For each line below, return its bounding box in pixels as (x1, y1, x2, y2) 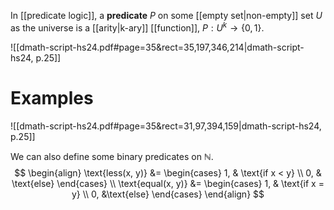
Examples (10, 86, 94, 109)
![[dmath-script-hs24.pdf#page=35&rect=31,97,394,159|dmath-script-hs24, (10, 120, 322, 132)
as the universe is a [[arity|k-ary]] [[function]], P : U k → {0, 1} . (10, 20, 265, 34)
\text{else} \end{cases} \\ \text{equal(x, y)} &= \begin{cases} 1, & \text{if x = (11, 177, 325, 189)
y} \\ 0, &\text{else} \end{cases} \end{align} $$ (71, 188, 265, 200)
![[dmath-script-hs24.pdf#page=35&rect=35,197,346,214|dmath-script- (10, 41, 305, 53)
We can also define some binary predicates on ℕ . (10, 150, 214, 162)
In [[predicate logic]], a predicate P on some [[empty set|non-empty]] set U (10, 10, 323, 21)
